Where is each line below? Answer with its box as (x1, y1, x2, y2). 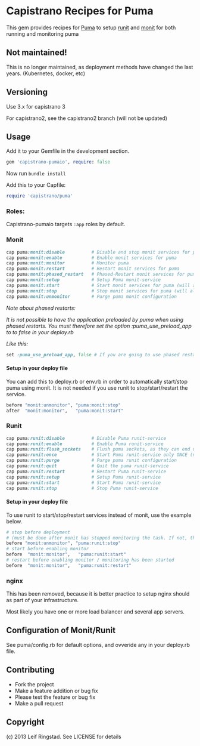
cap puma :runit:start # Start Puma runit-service (6, 479, 161, 486)
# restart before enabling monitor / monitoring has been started (6, 557, 174, 563)
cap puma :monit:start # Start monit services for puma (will (6, 282, 190, 288)
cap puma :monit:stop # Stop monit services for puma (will (6, 288, 187, 294)
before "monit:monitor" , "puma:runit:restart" (6, 562, 132, 568)
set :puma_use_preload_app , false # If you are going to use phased (6, 352, 180, 357)
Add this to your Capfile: (6, 181, 66, 189)
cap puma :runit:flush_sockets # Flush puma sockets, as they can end (6, 446, 190, 452)
